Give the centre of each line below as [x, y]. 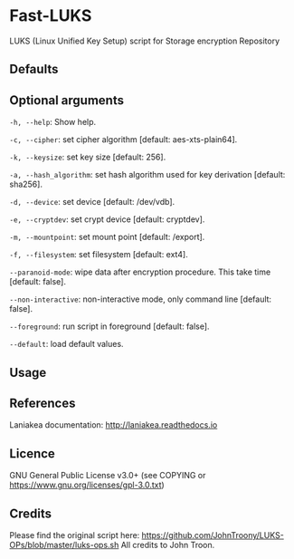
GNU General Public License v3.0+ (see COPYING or [108, 476]
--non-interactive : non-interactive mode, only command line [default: [141, 299]
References [43, 403]
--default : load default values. [66, 344]
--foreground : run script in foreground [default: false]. [109, 326]
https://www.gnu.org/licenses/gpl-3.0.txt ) [87, 485]
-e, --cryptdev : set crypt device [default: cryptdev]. [107, 219]
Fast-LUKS [51, 16]
